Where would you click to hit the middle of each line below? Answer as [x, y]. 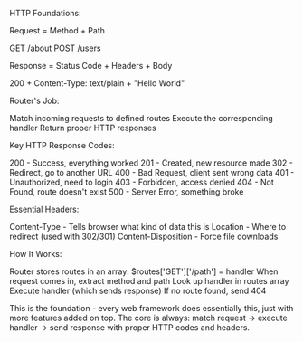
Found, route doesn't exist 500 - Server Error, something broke [127, 192]
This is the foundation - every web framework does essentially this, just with [151, 308]
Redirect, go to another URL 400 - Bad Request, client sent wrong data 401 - [152, 172]
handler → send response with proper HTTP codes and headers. [130, 328]
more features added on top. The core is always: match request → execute [148, 318]
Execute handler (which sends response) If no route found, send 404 [138, 290]
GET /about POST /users [55, 48]
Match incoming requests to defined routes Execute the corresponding [141, 118]
